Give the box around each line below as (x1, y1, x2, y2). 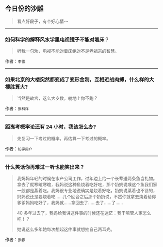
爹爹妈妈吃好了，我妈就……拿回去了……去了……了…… (16, 200, 123, 205)
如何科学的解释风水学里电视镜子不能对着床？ (5, 36, 110, 43)
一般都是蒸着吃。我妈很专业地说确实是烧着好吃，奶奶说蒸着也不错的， (16, 188, 158, 193)
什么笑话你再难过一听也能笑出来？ (5, 164, 85, 170)
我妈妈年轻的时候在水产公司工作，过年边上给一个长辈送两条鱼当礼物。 (16, 176, 158, 181)
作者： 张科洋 (5, 106, 29, 111)
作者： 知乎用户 (5, 146, 33, 152)
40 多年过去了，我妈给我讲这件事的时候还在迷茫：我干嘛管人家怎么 (16, 210, 151, 216)
